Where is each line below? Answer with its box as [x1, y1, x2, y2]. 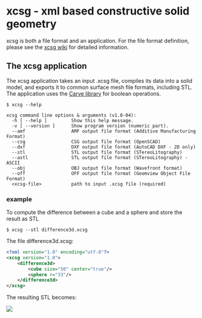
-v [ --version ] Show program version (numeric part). [11, 123, 169, 129]
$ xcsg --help [6, 102, 42, 108]
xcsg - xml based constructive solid [6, 4, 190, 18]
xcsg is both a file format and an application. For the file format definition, [6, 37, 189, 44]
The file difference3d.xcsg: [6, 238, 74, 245]
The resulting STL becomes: [6, 294, 77, 301]
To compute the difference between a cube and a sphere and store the [6, 209, 183, 216]
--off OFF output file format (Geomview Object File [11, 170, 191, 177]
